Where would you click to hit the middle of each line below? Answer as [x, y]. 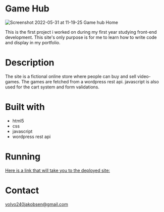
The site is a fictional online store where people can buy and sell [71, 76]
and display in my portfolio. [33, 42]
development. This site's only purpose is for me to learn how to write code [81, 37]
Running [23, 156]
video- [144, 76]
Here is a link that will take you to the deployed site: [58, 170]
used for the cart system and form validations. [52, 87]
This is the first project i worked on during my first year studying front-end [81, 32]
